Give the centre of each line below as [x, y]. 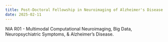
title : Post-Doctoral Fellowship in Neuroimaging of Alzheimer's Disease [84, 10]
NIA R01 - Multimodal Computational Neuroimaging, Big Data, [69, 28]
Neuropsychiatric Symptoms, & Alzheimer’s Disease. [60, 34]
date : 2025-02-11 [23, 14]
